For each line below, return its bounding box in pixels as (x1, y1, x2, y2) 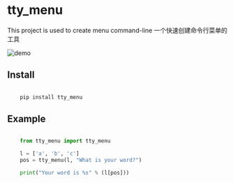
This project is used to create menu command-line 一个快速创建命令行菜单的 (7, 26, 228, 34)
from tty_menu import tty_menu (20, 138, 111, 145)
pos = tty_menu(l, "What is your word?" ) (20, 156, 142, 164)
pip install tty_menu (20, 94, 82, 101)
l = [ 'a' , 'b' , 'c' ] (20, 150, 80, 157)
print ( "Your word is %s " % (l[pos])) (20, 170, 130, 177)
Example (7, 113, 46, 125)
